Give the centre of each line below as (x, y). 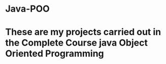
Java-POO (27, 9)
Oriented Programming (55, 54)
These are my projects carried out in (83, 32)
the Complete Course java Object (77, 43)
